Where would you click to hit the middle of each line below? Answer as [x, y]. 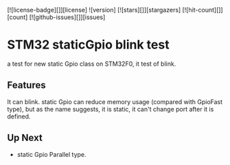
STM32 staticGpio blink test [88, 45]
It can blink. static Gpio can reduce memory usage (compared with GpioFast [115, 101]
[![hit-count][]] [203, 10]
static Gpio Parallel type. [52, 154]
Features [26, 85]
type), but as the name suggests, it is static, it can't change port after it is [111, 109]
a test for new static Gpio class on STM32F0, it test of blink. [92, 64]
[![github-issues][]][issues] [67, 17]
